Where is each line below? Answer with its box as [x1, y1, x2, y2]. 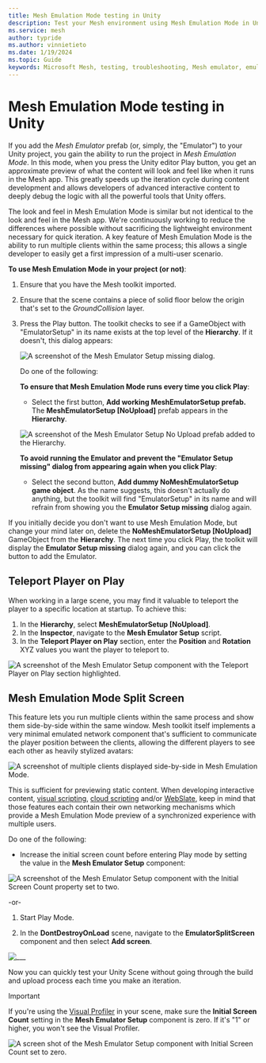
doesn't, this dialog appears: [19, 335, 113, 345]
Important [8, 992, 40, 1001]
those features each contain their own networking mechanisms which [8, 803, 236, 812]
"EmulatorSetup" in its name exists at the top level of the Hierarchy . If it [19, 327, 253, 337]
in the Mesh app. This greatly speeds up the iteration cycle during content [8, 174, 249, 183]
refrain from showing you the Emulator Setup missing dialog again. [31, 502, 252, 512]
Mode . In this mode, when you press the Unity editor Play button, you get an [8, 157, 257, 167]
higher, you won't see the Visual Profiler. [8, 1023, 140, 1033]
